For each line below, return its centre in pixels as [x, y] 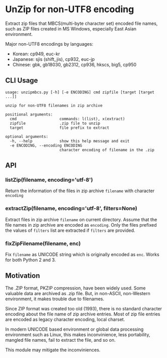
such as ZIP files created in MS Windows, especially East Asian [71, 28]
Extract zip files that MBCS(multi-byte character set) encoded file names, [81, 23]
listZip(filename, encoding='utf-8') [49, 180]
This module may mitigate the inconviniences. [53, 350]
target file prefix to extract [60, 128]
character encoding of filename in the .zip [107, 150]
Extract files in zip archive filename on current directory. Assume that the [81, 220]
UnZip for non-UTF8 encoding [70, 9]
